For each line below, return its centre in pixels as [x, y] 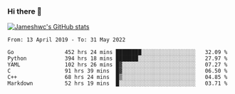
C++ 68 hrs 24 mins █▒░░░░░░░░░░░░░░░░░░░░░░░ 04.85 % [117, 78]
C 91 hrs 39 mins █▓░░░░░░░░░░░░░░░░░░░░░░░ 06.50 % [117, 71]
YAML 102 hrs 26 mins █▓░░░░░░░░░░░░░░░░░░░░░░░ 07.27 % [117, 65]
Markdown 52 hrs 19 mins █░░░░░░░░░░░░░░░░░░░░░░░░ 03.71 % [117, 84]
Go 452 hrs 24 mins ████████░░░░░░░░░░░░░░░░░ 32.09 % [117, 53]
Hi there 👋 [25, 11]
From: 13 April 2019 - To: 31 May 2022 [67, 40]
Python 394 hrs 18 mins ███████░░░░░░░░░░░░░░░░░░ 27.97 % [117, 59]
